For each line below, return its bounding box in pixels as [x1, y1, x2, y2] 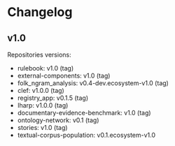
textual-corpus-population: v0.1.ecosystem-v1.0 [17, 131, 156, 139]
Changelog [7, 4, 73, 20]
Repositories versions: [7, 50, 71, 59]
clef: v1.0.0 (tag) [17, 87, 64, 94]
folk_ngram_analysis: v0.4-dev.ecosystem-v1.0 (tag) [17, 79, 169, 87]
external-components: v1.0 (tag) [17, 71, 111, 80]
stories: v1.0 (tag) [17, 124, 68, 131]
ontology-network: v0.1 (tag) [17, 116, 99, 124]
